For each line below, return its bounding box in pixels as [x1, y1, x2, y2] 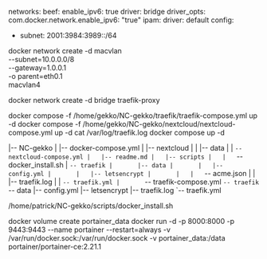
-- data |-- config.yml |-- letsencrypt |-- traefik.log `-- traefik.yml [8, 186, 222, 194]
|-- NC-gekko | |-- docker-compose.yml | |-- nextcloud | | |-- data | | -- [8, 143, 243, 152]
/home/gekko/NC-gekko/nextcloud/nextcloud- [82, 120, 236, 128]
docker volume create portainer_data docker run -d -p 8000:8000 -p [8, 217, 235, 226]
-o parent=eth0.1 [8, 72, 63, 80]
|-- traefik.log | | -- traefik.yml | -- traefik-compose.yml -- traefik [8, 177, 259, 186]
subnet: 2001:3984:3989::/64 [19, 31, 117, 40]
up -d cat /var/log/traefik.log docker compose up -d [54, 128, 225, 137]
